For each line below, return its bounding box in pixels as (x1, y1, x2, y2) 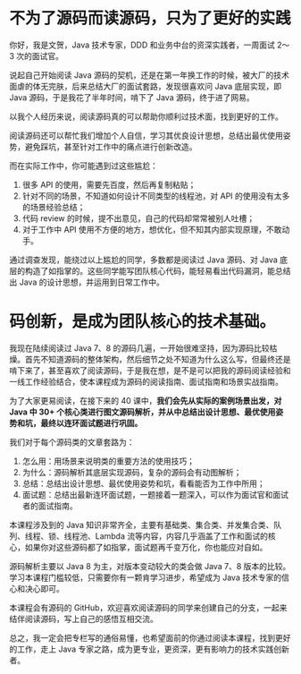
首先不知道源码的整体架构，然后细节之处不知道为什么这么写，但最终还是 (24, 354, 291, 364)
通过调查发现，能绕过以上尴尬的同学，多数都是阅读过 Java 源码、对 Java (9, 254, 279, 265)
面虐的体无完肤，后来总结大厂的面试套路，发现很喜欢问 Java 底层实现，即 (9, 81, 282, 91)
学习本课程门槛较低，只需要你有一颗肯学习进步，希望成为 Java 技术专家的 (9, 572, 282, 583)
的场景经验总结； (21, 201, 86, 212)
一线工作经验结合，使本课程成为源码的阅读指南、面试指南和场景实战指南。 (9, 376, 283, 387)
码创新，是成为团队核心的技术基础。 (9, 311, 276, 332)
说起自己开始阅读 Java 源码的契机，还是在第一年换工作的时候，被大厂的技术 (9, 69, 290, 81)
